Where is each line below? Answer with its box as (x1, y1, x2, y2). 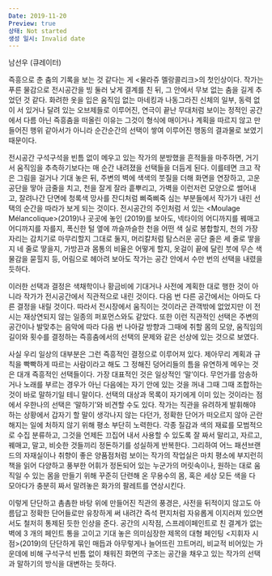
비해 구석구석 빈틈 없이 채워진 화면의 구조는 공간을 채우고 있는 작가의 (29, 548, 246, 559)
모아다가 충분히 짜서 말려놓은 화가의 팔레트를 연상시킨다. (8, 481, 186, 491)
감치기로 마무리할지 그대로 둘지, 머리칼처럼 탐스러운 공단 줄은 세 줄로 (29, 234, 246, 244)
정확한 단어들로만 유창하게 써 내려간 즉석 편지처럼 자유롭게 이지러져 (29, 508, 242, 518)
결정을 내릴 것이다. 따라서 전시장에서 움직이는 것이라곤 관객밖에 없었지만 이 (16, 301, 253, 312)
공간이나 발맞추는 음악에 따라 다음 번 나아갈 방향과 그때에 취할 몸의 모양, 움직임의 (8, 322, 263, 332)
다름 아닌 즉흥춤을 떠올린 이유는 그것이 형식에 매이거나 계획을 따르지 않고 (23, 115, 253, 126)
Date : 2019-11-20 (8, 11, 67, 20)
